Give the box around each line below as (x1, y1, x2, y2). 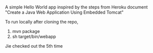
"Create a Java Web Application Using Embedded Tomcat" (5, 9, 124, 15)
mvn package (12, 28, 40, 34)
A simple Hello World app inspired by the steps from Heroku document (5, 4, 148, 10)
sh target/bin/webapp (12, 34, 56, 39)
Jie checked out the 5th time (5, 43, 63, 49)
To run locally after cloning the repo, (5, 19, 78, 25)
